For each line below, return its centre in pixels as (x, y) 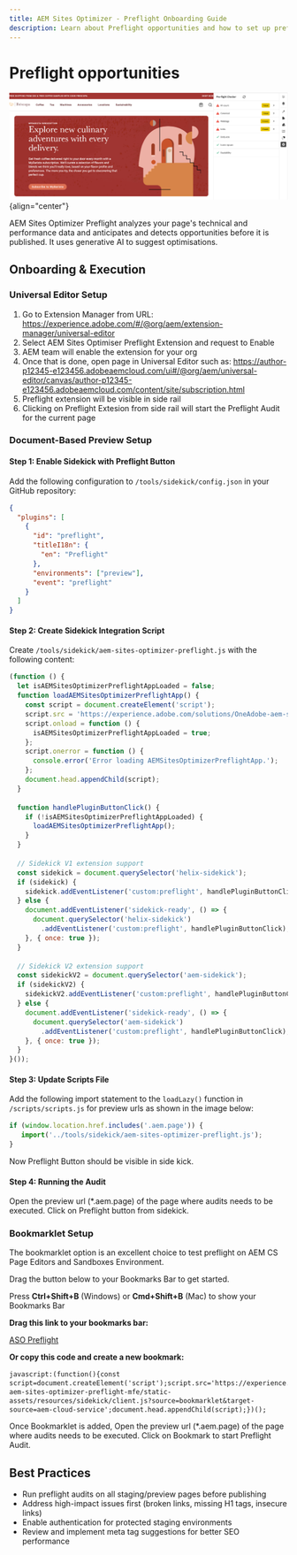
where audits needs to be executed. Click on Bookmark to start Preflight (140, 1436)
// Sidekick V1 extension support (80, 863)
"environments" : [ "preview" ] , (88, 573)
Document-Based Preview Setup (81, 440)
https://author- (260, 361)
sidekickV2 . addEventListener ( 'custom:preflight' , (118, 994)
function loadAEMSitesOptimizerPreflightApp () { (108, 696)
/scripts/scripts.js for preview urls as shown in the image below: (132, 1108)
